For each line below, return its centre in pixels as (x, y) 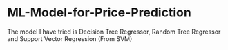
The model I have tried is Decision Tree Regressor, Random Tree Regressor (114, 32)
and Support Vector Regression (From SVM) (70, 38)
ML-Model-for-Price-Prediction (99, 13)
